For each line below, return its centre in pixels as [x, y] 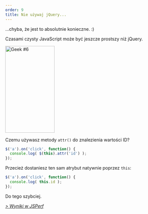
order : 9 [14, 10]
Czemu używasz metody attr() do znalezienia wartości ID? [67, 140]
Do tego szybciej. [23, 196]
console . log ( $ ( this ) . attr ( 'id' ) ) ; [48, 154]
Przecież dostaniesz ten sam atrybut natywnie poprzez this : [68, 168]
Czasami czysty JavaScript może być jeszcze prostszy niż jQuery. [74, 39]
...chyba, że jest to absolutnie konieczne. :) [50, 29]
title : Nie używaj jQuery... [36, 15]
